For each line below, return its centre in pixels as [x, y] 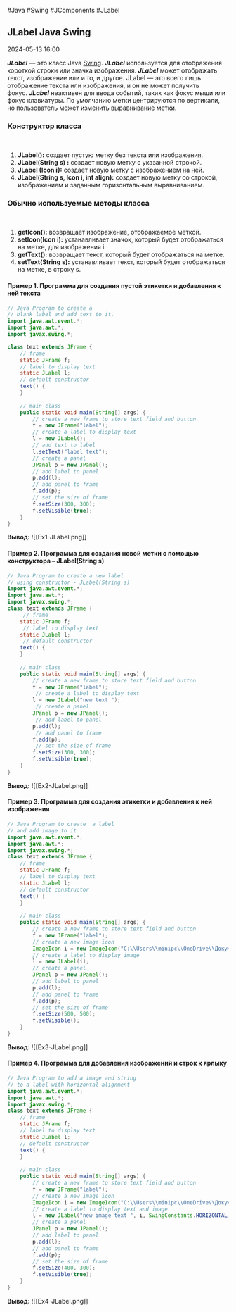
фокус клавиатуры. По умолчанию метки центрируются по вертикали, [113, 100]
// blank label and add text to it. [61, 315]
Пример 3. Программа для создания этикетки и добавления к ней [110, 801]
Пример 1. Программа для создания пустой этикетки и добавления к [114, 286]
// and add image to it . [45, 830]
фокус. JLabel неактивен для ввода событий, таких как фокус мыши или [117, 93]
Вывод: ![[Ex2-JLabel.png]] [48, 785]
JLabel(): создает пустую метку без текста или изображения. [110, 155]
